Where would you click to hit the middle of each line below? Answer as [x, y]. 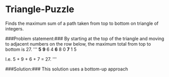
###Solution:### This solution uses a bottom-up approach [67, 69]
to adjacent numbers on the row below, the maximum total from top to [78, 44]
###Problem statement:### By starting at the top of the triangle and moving [85, 38]
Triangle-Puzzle [40, 9]
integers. [14, 28]
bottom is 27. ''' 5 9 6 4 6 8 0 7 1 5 [41, 49]
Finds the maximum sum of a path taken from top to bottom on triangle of [82, 23]
